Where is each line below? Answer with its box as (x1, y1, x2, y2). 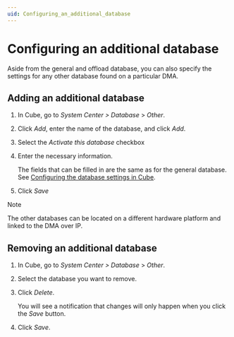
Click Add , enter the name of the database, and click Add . (17, 124, 186, 133)
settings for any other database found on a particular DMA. (7, 71, 178, 80)
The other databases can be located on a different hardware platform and (7, 214, 221, 223)
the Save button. (17, 309, 66, 318)
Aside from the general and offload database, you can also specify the (7, 64, 212, 73)
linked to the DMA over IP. (7, 222, 83, 230)
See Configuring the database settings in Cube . (17, 173, 156, 182)
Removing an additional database (7, 242, 157, 254)
